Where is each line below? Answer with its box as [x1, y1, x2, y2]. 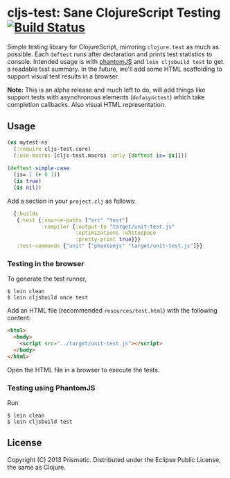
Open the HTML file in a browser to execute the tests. [7, 365, 160, 374]
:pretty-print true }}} [75, 236, 141, 243]
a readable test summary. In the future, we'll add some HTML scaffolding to [7, 65, 223, 73]
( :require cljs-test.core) [13, 145, 91, 152]
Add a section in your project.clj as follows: [7, 197, 136, 205]
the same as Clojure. [7, 463, 66, 471]
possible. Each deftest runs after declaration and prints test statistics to [7, 50, 213, 58]
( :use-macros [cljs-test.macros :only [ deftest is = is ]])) [13, 151, 188, 159]
